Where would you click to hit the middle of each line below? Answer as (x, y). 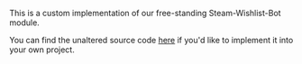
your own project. (42, 50)
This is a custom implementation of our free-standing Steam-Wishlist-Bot (145, 13)
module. (25, 23)
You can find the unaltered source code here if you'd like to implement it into (151, 40)
